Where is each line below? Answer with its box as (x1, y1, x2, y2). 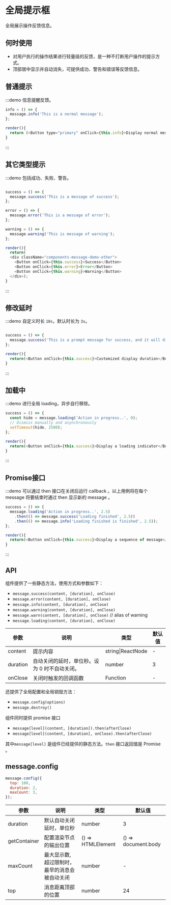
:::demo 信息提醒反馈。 (5, 97, 54, 103)
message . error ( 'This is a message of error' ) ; (10, 213, 110, 218)
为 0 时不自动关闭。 (33, 665, 80, 672)
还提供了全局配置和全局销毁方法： (5, 689, 77, 695)
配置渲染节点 (44, 834, 75, 841)
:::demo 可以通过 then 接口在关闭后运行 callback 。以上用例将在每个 (5, 488, 148, 494)
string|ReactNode (105, 647, 148, 655)
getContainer (8, 838, 40, 845)
